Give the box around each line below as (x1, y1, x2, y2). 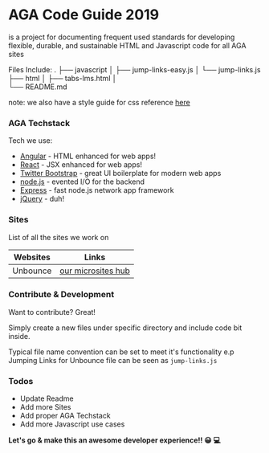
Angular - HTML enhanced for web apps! (19, 151, 157, 161)
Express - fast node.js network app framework (19, 186, 174, 195)
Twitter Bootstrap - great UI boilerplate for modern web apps (19, 169, 222, 178)
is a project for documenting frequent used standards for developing (8, 32, 235, 42)
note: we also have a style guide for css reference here (8, 97, 190, 107)
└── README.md (8, 82, 67, 92)
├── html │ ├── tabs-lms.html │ (8, 73, 117, 83)
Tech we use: (8, 136, 53, 145)
